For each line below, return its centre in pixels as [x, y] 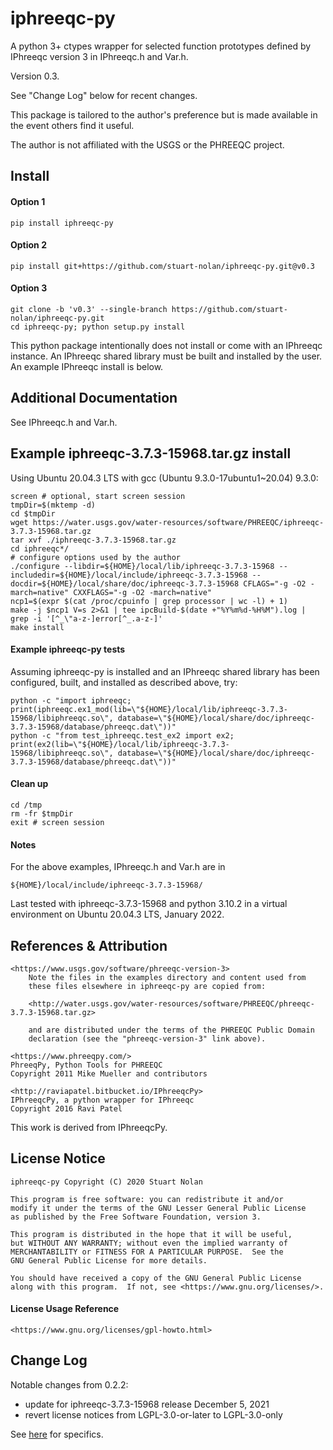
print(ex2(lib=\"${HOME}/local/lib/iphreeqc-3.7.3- [120, 744]
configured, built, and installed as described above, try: [124, 682]
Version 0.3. [35, 76]
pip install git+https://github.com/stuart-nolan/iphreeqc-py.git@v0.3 [162, 266]
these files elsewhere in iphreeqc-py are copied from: [147, 986]
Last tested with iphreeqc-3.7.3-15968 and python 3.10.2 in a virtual [149, 904]
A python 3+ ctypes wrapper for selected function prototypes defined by [161, 46]
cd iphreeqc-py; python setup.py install [98, 327]
